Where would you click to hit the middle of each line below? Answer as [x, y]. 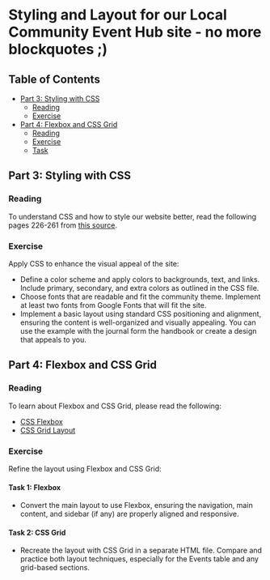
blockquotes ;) [58, 49]
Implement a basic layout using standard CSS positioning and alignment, [141, 313]
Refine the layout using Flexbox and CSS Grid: [85, 468]
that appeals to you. [53, 339]
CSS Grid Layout [48, 430]
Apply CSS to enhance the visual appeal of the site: [94, 263]
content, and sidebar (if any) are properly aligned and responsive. [129, 514]
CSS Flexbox [41, 421]
